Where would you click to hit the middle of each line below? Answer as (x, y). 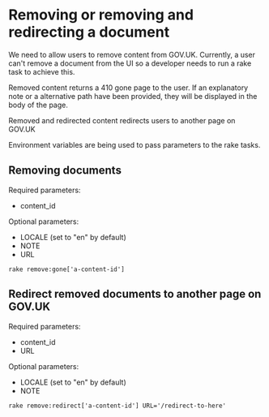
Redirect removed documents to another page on (135, 294)
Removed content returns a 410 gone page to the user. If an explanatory (128, 88)
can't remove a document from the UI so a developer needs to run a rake (130, 63)
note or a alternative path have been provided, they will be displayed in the (133, 96)
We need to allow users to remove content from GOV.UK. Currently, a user (132, 54)
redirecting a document (89, 32)
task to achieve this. (42, 71)
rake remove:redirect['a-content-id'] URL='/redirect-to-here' (117, 406)
